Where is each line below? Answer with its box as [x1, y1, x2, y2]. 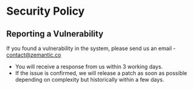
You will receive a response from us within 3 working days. [15, 63, 163, 70]
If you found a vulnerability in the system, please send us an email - [6, 44, 176, 52]
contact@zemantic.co [6, 51, 61, 59]
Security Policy [6, 4, 85, 18]
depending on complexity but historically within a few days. [15, 76, 164, 83]
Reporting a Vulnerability [6, 29, 104, 39]
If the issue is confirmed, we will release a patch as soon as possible [15, 69, 188, 77]
